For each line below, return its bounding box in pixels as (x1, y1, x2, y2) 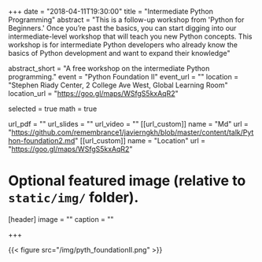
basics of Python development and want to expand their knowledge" (8, 49, 231, 57)
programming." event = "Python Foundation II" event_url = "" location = (8, 72, 238, 81)
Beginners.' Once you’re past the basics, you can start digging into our (8, 24, 237, 32)
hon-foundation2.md (8, 136, 76, 145)
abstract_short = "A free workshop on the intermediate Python (8, 64, 210, 73)
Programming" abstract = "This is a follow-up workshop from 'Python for (8, 15, 245, 24)
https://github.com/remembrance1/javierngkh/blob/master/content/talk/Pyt (11, 127, 254, 137)
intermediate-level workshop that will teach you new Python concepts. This (8, 31, 253, 41)
